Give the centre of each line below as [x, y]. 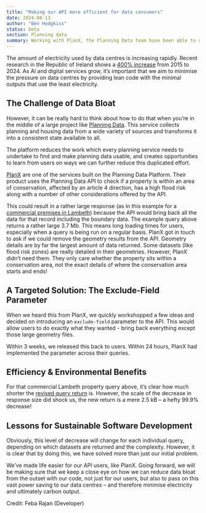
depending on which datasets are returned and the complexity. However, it [101, 447]
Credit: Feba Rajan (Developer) [45, 503]
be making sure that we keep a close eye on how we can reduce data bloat [101, 472]
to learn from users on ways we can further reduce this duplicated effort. [98, 163]
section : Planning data [37, 35]
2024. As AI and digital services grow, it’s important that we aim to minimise [102, 71]
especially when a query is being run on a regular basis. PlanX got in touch [101, 232]
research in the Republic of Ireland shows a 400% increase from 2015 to [98, 64]
